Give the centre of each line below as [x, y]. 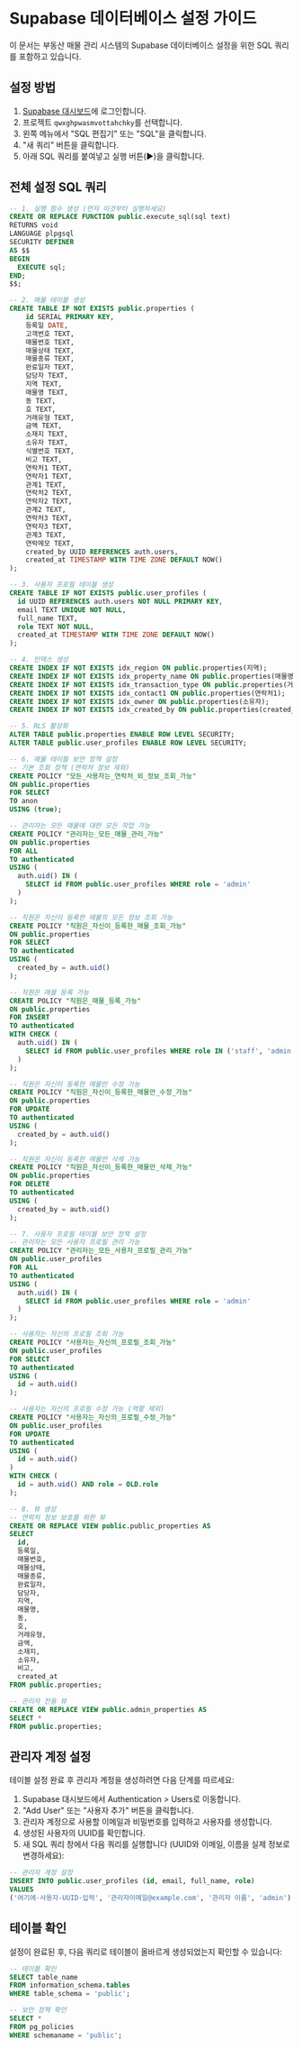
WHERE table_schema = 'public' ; [70, 1994]
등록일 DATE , [47, 325]
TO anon [24, 801]
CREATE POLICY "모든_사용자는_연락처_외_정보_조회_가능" [103, 776]
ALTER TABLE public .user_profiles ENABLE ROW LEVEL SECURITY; [128, 743]
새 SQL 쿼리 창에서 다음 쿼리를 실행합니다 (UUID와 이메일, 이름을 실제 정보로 [156, 1844]
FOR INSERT [30, 1018]
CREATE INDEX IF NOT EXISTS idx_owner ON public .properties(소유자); [139, 701]
